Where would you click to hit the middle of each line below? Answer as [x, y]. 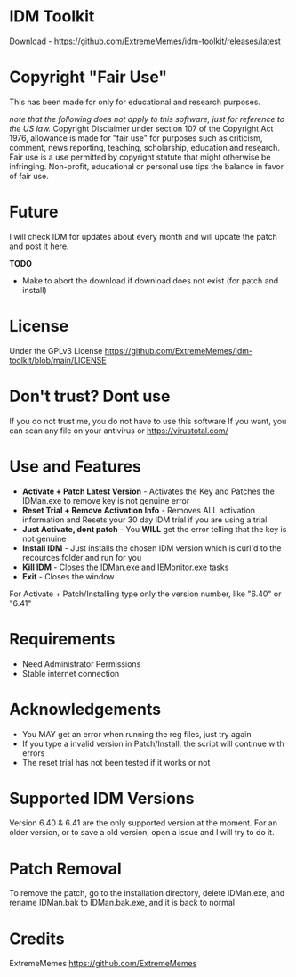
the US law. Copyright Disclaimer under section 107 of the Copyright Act [141, 128]
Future [34, 212]
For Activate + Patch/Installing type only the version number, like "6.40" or [145, 594]
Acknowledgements [85, 709]
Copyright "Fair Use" [88, 77]
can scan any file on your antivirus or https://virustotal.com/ [119, 431]
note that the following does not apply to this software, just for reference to [147, 119]
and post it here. [39, 246]
